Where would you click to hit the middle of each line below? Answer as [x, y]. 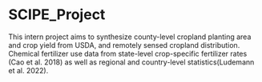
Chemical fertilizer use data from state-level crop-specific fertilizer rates [128, 53]
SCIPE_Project [57, 15]
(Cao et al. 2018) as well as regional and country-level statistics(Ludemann [131, 62]
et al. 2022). [28, 70]
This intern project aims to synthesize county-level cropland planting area [130, 37]
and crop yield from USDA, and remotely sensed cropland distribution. [124, 45]
